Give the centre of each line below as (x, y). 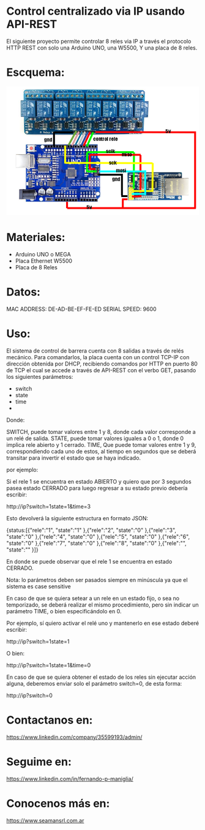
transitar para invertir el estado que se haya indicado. (74, 458)
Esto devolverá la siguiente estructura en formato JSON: (77, 518)
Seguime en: (39, 762)
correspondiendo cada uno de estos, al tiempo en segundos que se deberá (101, 451)
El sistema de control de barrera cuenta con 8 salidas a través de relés (95, 351)
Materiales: (36, 237)
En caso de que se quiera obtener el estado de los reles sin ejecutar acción (101, 677)
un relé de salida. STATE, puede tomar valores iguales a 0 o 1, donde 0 (95, 438)
